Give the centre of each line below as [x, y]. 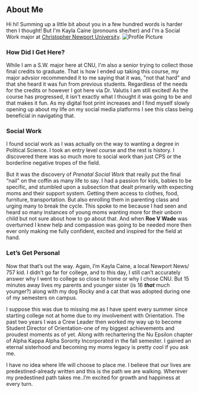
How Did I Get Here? [36, 52]
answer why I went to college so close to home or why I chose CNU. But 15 [98, 278]
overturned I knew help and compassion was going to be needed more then [99, 225]
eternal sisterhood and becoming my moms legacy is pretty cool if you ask [97, 347]
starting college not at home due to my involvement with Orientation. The [96, 315]
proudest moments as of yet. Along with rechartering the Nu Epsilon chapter [99, 334]
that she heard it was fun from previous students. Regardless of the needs [97, 84]
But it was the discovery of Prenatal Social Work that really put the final [94, 174]
